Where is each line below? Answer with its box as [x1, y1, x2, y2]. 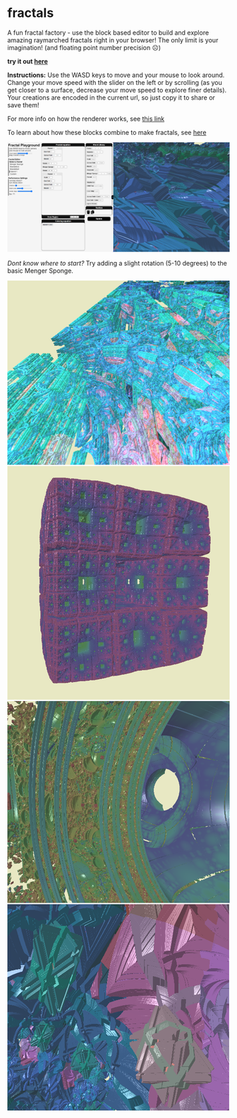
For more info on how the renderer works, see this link [7, 114, 164, 123]
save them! [7, 100, 40, 109]
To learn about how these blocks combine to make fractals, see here [7, 128, 207, 136]
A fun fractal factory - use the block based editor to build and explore [7, 28, 209, 37]
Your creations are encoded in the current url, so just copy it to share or [7, 93, 215, 102]
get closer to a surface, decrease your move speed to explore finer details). [7, 86, 227, 94]
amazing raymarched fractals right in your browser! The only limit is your [7, 35, 219, 44]
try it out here [7, 57, 48, 65]
